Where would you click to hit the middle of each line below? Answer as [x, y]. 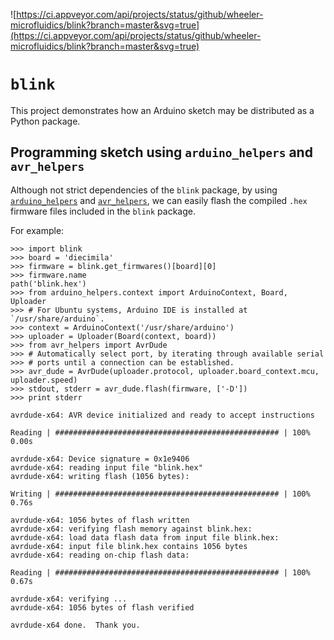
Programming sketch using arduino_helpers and [161, 152]
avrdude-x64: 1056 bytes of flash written [100, 520]
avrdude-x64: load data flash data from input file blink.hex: [145, 537]
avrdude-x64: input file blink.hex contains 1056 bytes [129, 546]
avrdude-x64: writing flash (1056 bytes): [100, 476]
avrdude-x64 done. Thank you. [75, 625]
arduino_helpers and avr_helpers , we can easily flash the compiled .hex [159, 200]
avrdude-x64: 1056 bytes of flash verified [102, 607]
